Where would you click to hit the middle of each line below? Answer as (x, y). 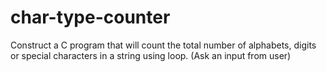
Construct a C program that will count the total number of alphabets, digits (163, 45)
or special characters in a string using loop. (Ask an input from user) (151, 55)
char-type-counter (90, 17)
